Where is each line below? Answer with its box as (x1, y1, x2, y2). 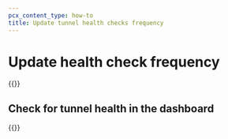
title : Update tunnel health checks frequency (8, 19, 164, 27)
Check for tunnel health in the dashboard (8, 102, 215, 115)
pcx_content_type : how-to (8, 11, 93, 20)
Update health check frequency (8, 53, 220, 71)
